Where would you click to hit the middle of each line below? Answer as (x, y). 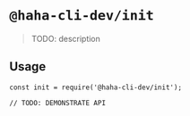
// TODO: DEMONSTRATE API (57, 103)
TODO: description (66, 38)
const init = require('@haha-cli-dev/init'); (95, 87)
